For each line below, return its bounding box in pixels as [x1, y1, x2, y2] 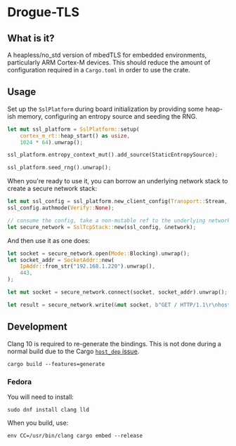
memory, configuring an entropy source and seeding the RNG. [17, 112, 198, 120]
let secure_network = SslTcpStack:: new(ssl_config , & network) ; [7, 223, 197, 230]
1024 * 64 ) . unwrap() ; [20, 138, 83, 146]
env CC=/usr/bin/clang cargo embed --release [7, 432, 143, 439]
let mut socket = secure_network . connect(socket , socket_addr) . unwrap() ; [7, 289, 228, 296]
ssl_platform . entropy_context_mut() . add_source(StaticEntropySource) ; [7, 152, 218, 159]
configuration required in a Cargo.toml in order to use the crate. [7, 66, 191, 74]
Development [7, 321, 68, 333]
